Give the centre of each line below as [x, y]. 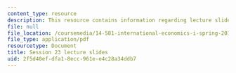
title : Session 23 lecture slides [58, 53]
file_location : [29, 33]
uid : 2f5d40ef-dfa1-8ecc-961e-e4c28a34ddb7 [72, 59]
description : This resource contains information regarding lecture [110, 20]
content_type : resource [42, 14]
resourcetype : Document [42, 46]
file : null [23, 26]
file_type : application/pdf [48, 40]
